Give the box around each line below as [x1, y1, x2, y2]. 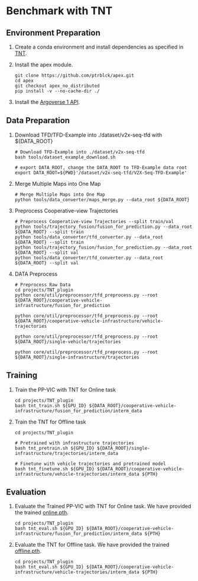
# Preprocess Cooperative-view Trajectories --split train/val [14, 218, 174, 224]
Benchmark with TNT [6, 4, 113, 18]
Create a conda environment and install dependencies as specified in [14, 43, 184, 50]
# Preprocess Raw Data [14, 282, 71, 288]
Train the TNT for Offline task [14, 418, 86, 425]
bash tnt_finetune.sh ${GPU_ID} [14, 466, 95, 472]
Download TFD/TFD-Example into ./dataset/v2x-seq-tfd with [14, 131, 163, 138]
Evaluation [6, 487, 46, 498]
